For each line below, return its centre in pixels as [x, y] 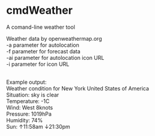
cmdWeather [40, 10]
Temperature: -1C [28, 101]
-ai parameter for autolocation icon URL [55, 58]
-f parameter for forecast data [44, 51]
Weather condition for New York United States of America [77, 88]
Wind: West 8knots [29, 107]
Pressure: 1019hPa [29, 114]
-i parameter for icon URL [38, 64]
